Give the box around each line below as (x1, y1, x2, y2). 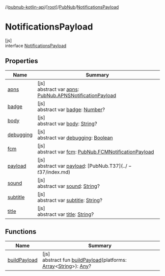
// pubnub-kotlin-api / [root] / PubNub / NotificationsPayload (5, 4, 119, 10)
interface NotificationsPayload (5, 43, 67, 49)
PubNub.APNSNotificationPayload (37, 92, 116, 99)
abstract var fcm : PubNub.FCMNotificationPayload (37, 148, 154, 155)
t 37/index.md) (37, 169, 71, 176)
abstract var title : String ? (37, 211, 94, 218)
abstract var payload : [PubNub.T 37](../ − (37, 162, 132, 169)
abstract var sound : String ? (37, 182, 100, 189)
